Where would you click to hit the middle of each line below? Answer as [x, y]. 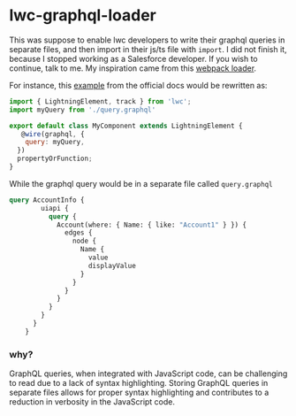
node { [84, 241]
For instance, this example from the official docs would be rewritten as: [138, 85]
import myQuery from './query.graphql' [83, 110]
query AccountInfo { [47, 200]
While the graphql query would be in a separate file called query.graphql [141, 183]
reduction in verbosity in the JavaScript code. [92, 402]
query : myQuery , [55, 143]
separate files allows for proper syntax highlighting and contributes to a [139, 393]
